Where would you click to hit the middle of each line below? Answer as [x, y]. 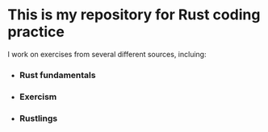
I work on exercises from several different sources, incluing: [107, 54]
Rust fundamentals [57, 75]
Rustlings [38, 118]
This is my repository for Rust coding [134, 15]
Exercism [38, 97]
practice [36, 32]
